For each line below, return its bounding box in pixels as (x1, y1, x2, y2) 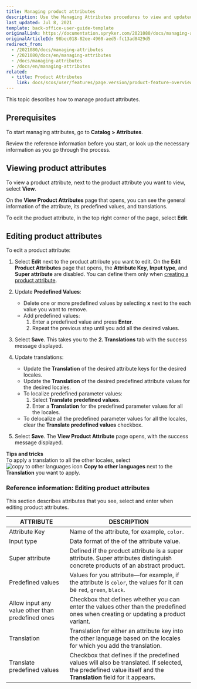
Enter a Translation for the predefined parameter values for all (32, 402, 183, 410)
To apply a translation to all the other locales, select (6, 457, 131, 464)
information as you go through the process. (6, 146, 111, 153)
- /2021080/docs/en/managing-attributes (11, 52, 111, 58)
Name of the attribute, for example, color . (69, 527, 184, 535)
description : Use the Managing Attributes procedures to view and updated (6, 14, 193, 20)
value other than (9, 606, 54, 614)
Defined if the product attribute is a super (69, 547, 184, 555)
